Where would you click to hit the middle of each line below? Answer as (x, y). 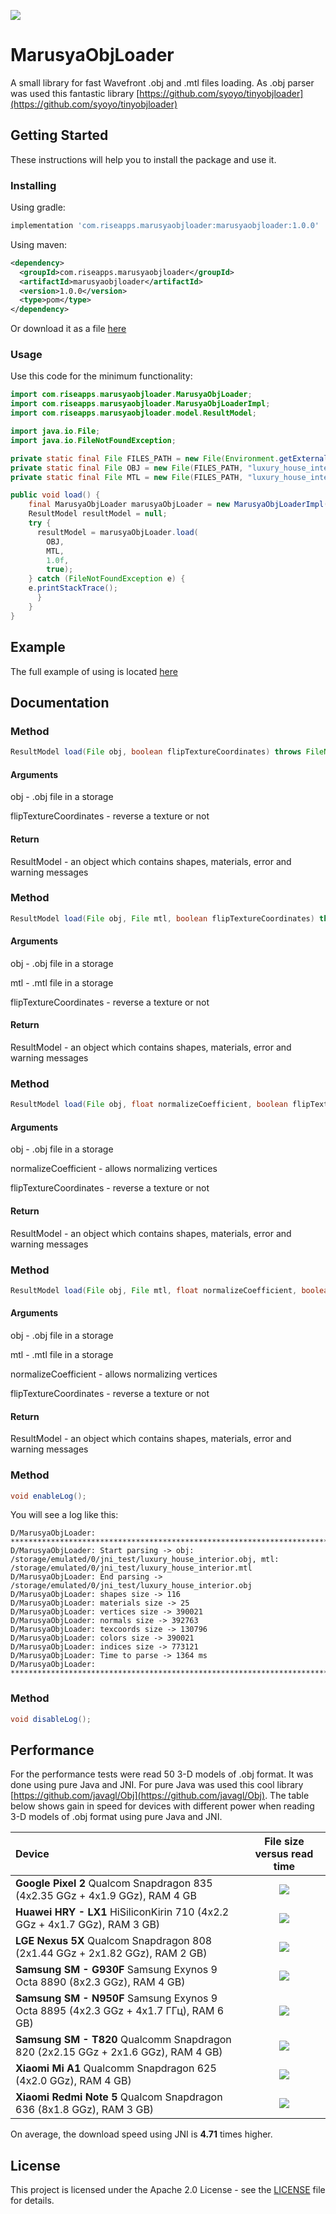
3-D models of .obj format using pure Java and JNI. (116, 1817)
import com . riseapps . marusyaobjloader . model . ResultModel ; (133, 413)
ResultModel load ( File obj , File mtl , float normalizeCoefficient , (154, 1290)
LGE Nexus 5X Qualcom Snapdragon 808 (114, 1941)
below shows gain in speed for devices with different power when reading (162, 1806)
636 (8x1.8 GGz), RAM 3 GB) (85, 2110)
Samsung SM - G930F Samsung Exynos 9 (116, 1970)
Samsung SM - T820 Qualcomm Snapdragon (123, 2040)
